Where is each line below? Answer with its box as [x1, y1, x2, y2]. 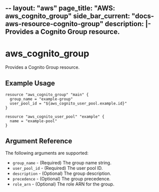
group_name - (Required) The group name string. [12, 159, 112, 165]
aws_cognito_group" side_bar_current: [5, 12, 130, 21]
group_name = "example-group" [10, 97, 73, 102]
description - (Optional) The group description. [12, 170, 112, 176]
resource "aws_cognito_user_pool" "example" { [5, 114, 105, 120]
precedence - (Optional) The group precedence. [12, 175, 111, 181]
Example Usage [5, 79, 55, 87]
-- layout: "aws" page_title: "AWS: [5, 4, 116, 13]
